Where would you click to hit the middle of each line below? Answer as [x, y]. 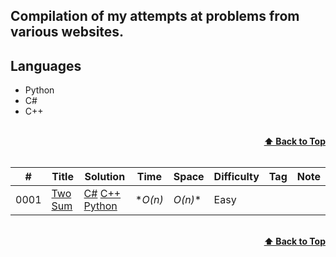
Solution [105, 177]
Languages [46, 65]
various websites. [67, 32]
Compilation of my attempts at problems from [155, 16]
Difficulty [236, 177]
